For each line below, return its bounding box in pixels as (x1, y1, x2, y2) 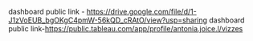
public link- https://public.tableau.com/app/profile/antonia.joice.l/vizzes (8, 24, 243, 33)
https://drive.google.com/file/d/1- (86, 7, 197, 16)
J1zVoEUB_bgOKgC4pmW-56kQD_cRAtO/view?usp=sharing (8, 15, 207, 25)
